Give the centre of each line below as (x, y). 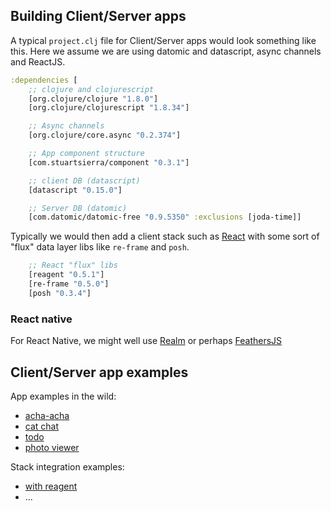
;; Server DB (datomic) (78, 208)
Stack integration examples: (67, 466)
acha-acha (47, 415)
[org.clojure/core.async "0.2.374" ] (105, 135)
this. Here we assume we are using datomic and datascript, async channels (166, 51)
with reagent (51, 486)
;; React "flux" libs (73, 265)
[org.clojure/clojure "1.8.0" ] (93, 99)
